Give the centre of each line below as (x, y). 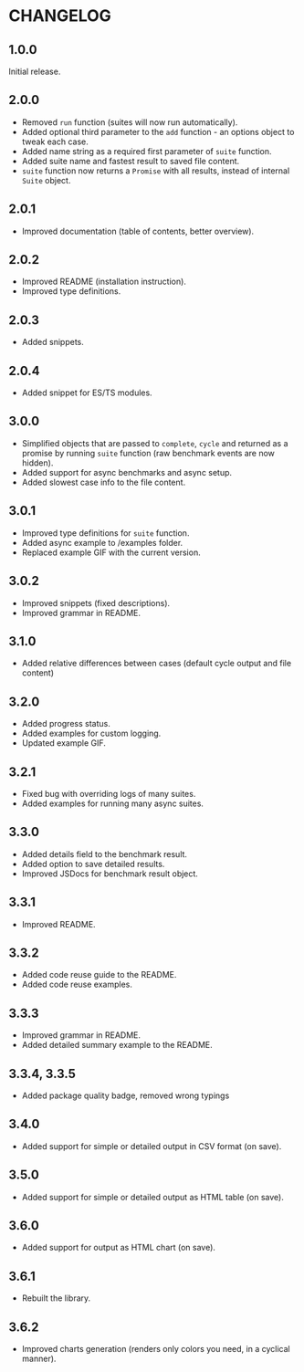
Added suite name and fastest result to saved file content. (131, 161)
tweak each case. (55, 141)
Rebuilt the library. (56, 1298)
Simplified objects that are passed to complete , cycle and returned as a (155, 443)
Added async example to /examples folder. (102, 542)
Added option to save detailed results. (93, 864)
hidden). (37, 463)
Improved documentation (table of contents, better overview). (138, 231)
